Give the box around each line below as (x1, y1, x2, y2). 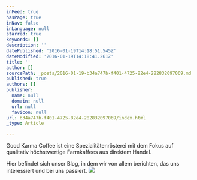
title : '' (6, 59, 31, 65)
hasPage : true (6, 14, 42, 20)
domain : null (11, 98, 44, 104)
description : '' (6, 43, 47, 49)
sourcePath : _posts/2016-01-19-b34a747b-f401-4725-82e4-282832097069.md (6, 70, 192, 76)
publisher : (6, 87, 34, 93)
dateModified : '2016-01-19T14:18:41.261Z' (6, 53, 114, 59)
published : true (6, 76, 47, 82)
